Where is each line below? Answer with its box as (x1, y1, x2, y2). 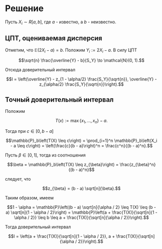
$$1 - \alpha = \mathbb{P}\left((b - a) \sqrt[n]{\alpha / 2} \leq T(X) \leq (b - (7, 204, 156, 210)
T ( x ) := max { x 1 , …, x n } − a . (55, 118, 108, 124)
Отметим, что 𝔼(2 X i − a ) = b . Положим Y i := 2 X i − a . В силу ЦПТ (5, 47, 137, 54)
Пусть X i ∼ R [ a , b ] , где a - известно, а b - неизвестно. (5, 19, 116, 26)
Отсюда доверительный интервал (5, 67, 76, 73)
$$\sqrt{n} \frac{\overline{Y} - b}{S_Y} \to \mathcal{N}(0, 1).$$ (18, 58, 145, 63)
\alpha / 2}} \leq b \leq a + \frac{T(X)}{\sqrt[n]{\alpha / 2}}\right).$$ (14, 214, 149, 220)
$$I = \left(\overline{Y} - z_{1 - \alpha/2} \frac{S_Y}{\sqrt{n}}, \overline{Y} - (6, 76, 157, 82)
